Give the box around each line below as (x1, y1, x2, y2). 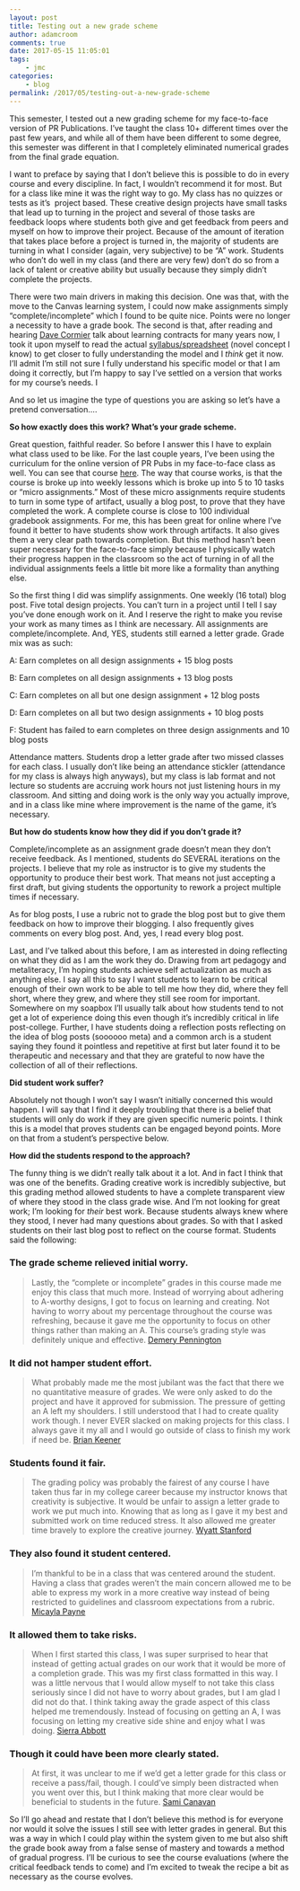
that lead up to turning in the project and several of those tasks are (9, 207, 255, 217)
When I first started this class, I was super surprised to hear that (30, 1648, 269, 1659)
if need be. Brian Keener (30, 1435, 122, 1445)
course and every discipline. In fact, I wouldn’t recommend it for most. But (9, 178, 282, 189)
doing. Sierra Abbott (30, 1725, 107, 1736)
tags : (9, 55, 30, 64)
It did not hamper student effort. (9, 1356, 152, 1369)
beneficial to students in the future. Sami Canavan (30, 1797, 217, 1807)
